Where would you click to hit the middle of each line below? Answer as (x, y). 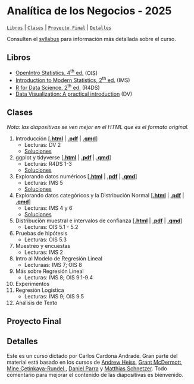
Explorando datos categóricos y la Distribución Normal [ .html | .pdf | (100, 195)
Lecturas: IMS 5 (43, 182)
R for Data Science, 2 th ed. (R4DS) (57, 87)
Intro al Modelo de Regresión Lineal (59, 258)
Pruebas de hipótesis (41, 233)
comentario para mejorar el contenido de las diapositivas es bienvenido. (95, 374)
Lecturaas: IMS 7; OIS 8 (53, 265)
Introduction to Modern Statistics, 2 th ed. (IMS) (73, 80)
